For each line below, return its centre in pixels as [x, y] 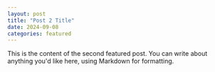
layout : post [27, 14]
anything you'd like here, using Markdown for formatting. [91, 61]
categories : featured [40, 34]
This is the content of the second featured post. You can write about [107, 54]
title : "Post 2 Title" [41, 20]
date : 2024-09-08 [33, 27]
